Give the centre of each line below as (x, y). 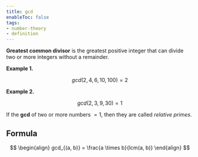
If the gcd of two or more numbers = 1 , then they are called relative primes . (99, 115)
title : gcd (20, 12)
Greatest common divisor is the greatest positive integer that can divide (95, 51)
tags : (13, 23)
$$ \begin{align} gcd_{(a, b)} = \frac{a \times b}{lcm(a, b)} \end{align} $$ (100, 147)
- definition (22, 34)
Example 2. (20, 92)
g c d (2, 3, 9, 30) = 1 (100, 103)
